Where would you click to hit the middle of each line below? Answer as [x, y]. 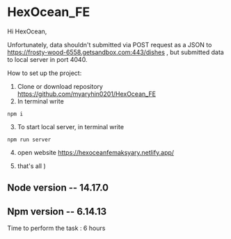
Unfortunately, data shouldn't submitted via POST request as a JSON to [110, 44]
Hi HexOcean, [27, 31]
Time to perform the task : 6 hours [56, 228]
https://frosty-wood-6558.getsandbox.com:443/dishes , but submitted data [115, 52]
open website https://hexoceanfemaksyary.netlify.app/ [96, 152]
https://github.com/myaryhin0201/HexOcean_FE [87, 94]
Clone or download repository [60, 86]
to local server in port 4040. [47, 59]
